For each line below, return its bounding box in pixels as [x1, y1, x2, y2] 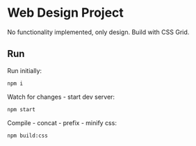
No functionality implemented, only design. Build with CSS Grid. [7, 28, 190, 36]
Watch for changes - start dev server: [7, 92, 115, 101]
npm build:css [7, 132, 49, 139]
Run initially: [7, 66, 42, 74]
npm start [7, 106, 36, 113]
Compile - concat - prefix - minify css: [7, 118, 117, 127]
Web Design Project [7, 5, 124, 21]
